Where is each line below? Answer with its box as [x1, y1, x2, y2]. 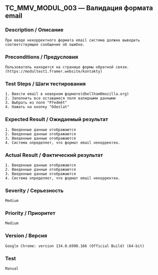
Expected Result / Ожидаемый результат [5, 116, 109, 123]
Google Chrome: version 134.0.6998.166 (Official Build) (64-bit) [5, 243, 145, 248]
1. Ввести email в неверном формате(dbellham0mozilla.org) [5, 91, 129, 97]
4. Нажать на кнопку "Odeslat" [5, 105, 70, 110]
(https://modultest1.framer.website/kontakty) [5, 69, 103, 74]
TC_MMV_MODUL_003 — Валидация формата [5, 4, 153, 12]
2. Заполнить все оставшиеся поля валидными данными [5, 96, 116, 101]
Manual [5, 266, 19, 271]
